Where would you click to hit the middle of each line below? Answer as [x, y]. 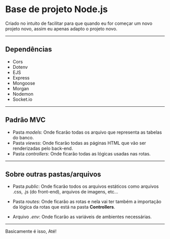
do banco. [23, 137]
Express [21, 77]
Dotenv [20, 67]
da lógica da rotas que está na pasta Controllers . [64, 207]
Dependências [29, 49]
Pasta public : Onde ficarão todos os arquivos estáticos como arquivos [86, 186]
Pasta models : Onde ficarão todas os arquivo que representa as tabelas [87, 132]
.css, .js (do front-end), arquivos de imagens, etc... [65, 192]
